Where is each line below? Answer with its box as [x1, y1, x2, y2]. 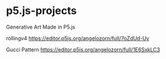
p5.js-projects [6, 4, 77, 18]
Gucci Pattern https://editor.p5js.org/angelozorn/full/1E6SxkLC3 [6, 46, 160, 53]
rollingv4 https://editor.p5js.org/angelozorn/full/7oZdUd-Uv [6, 34, 150, 41]
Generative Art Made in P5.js [6, 23, 75, 30]
